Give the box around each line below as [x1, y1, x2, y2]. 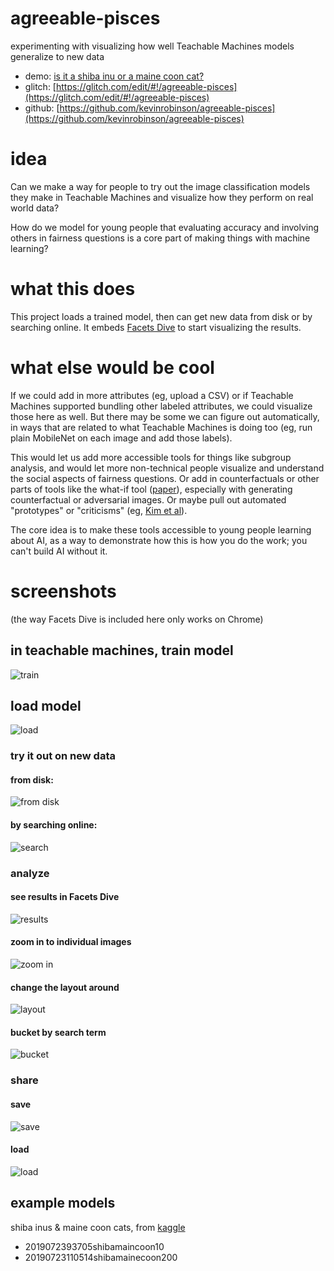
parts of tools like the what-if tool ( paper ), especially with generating [10, 483, 293, 495]
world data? [10, 202, 60, 214]
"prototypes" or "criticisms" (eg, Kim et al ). [10, 504, 188, 516]
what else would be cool [10, 357, 215, 379]
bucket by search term [10, 1026, 107, 1038]
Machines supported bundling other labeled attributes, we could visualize [10, 400, 313, 412]
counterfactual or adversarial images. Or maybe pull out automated [10, 493, 287, 506]
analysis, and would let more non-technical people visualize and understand [10, 462, 325, 474]
